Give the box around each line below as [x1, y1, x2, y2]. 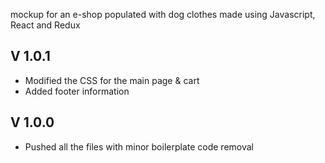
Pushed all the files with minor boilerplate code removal [24, 140, 254, 153]
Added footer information [24, 85, 130, 97]
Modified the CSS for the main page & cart [24, 74, 200, 86]
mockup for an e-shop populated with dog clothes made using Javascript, [10, 9, 316, 20]
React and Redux [10, 19, 81, 31]
